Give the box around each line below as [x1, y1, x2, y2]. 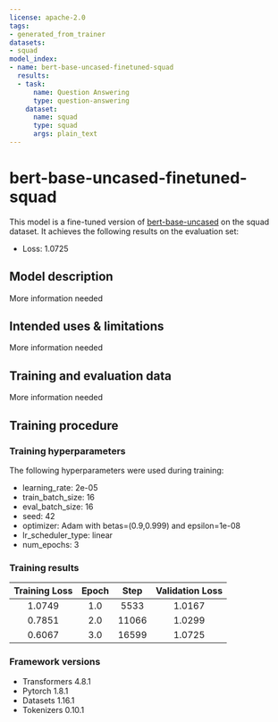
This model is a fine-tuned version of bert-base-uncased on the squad [9, 216, 270, 227]
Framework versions [9, 656, 101, 668]
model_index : [9, 55, 58, 63]
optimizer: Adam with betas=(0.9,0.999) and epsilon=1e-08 [21, 520, 241, 531]
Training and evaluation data [9, 368, 172, 383]
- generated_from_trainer [9, 29, 105, 38]
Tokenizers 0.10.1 [21, 704, 85, 715]
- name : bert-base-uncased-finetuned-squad [9, 63, 174, 72]
